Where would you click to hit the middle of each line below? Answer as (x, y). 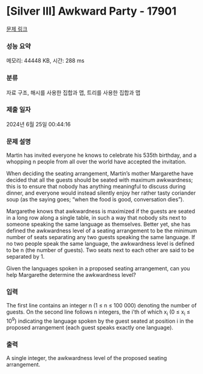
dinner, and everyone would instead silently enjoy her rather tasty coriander (101, 193)
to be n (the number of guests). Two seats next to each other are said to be (100, 250)
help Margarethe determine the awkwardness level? (71, 275)
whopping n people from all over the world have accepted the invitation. (96, 162)
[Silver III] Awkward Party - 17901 (91, 11)
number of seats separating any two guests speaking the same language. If (101, 237)
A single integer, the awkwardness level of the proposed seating (87, 358)
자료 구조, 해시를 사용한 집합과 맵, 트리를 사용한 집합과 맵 (74, 92)
